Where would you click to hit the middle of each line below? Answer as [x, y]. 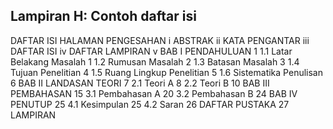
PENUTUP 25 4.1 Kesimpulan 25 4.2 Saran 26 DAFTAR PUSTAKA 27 [150, 104]
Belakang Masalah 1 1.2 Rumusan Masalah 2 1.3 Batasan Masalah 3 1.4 [155, 61]
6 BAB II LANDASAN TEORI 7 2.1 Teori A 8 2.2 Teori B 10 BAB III [140, 83]
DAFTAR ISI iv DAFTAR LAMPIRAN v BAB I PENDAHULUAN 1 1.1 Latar [151, 51]
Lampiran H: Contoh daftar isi [103, 16]
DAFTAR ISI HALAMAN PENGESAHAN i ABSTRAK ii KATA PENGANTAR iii [160, 40]
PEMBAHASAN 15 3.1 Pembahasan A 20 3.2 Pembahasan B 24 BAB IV [154, 93]
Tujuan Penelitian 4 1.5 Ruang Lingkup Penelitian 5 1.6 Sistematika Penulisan [166, 72]
